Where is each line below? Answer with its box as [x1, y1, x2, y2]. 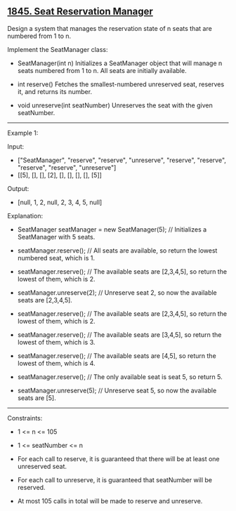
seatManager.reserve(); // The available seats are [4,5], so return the [17, 351, 216, 360]
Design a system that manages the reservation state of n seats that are [7, 24, 212, 32]
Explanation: [7, 211, 44, 220]
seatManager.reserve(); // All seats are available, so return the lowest [17, 246, 218, 255]
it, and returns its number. [17, 87, 93, 95]
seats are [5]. [17, 393, 56, 402]
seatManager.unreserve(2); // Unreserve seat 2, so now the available [17, 288, 218, 297]
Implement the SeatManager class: [7, 45, 108, 53]
